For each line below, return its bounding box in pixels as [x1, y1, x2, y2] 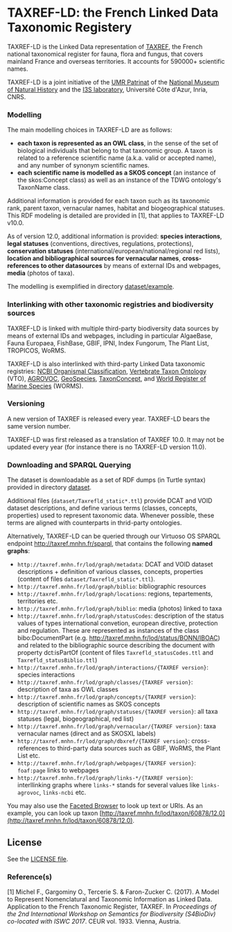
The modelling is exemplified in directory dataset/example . [7, 283, 175, 291]
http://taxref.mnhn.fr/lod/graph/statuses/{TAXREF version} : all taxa [17, 708, 218, 716]
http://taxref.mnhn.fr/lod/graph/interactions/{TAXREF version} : [17, 663, 209, 672]
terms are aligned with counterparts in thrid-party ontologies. [7, 519, 182, 527]
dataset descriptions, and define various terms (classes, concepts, [7, 504, 197, 512]
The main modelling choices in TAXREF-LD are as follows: [7, 126, 172, 134]
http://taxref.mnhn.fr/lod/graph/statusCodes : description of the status [17, 611, 224, 620]
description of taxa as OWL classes [17, 685, 119, 694]
